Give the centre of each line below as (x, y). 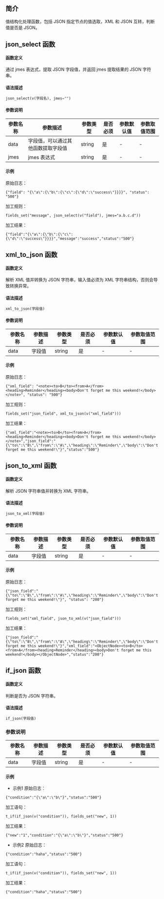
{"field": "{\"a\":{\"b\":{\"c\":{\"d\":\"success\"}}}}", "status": (78, 192)
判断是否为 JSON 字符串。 (32, 696)
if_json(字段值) (21, 719)
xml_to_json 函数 (32, 255)
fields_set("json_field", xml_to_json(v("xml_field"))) (63, 414)
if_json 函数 (23, 670)
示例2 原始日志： (29, 845)
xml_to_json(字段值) (25, 309)
